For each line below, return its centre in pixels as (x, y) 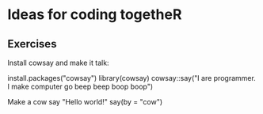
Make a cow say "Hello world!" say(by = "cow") (85, 102)
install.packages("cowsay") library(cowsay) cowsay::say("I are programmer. (132, 78)
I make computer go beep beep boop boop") (80, 86)
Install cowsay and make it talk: (58, 63)
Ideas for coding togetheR (95, 15)
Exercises (32, 44)
